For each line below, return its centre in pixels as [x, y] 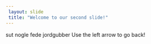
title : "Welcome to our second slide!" [58, 17]
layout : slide [26, 12]
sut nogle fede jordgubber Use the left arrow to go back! [75, 34]
